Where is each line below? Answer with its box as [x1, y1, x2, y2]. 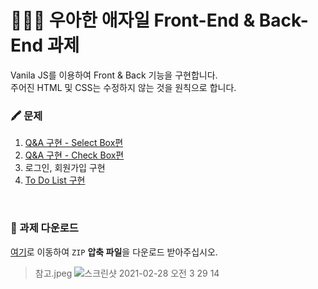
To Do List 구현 [24, 174, 86, 186]
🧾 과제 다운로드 [10, 221, 79, 235]
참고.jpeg [34, 267, 73, 279]
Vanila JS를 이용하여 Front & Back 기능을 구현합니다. [10, 69, 218, 81]
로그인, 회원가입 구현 [24, 162, 106, 174]
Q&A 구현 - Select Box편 [24, 137, 124, 149]
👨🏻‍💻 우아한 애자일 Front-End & [10, 9, 256, 32]
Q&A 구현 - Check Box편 [24, 149, 125, 161]
